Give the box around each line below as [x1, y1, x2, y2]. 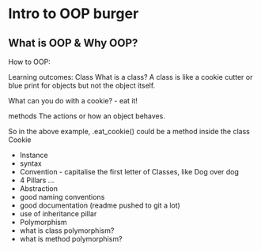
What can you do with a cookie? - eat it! [8, 96, 138, 105]
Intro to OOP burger [8, 5, 139, 23]
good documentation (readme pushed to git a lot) [19, 200, 180, 210]
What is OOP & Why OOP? [8, 36, 138, 50]
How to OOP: [8, 57, 51, 66]
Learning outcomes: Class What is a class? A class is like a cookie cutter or [8, 73, 253, 81]
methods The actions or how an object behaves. [8, 111, 166, 121]
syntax [19, 159, 42, 168]
